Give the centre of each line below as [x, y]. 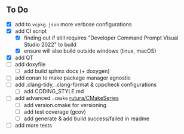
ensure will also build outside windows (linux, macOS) [90, 51]
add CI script [30, 31]
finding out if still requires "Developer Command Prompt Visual [101, 38]
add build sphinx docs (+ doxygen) [67, 71]
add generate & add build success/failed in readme [87, 118]
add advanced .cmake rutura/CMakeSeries [67, 98]
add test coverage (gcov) [55, 112]
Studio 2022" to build [50, 45]
